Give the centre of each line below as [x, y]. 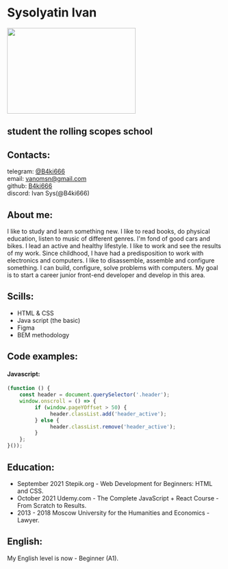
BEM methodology [43, 335]
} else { [47, 420]
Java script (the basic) [49, 320]
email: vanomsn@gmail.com [47, 179]
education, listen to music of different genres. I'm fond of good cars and [109, 239]
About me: [30, 215]
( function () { [29, 389]
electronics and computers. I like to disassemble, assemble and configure [111, 260]
